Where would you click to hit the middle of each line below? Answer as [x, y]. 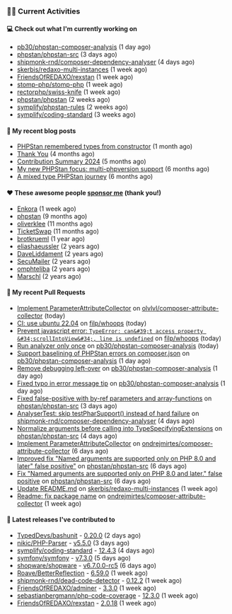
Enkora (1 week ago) [47, 209]
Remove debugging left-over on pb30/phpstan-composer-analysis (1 [117, 368]
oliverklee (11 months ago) [55, 224]
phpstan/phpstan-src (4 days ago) [67, 436]
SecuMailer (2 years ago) [54, 261]
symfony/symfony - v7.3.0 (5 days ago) [74, 557]
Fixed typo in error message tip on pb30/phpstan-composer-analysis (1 [121, 383]
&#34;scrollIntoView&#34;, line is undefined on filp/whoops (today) [119, 338]
